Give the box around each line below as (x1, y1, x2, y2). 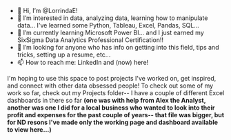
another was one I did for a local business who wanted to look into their (7, 103, 215, 112)
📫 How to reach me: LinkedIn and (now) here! (17, 59, 149, 66)
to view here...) (7, 126, 52, 134)
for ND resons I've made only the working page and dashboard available (7, 118, 219, 126)
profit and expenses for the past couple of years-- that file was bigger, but (7, 111, 225, 119)
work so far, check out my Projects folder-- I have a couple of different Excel (7, 89, 225, 97)
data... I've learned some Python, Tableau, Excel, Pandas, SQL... (17, 21, 200, 29)
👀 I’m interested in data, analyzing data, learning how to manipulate (17, 14, 208, 22)
